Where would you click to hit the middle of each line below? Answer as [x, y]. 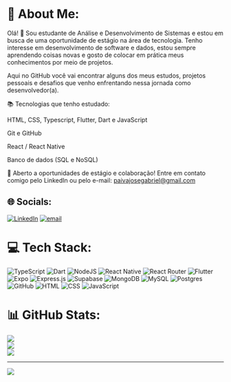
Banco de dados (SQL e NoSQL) [53, 159]
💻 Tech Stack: [49, 247]
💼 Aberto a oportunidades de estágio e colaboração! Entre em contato [107, 173]
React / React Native [36, 146]
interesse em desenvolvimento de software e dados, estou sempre [101, 47]
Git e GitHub [25, 133]
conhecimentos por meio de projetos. [60, 62]
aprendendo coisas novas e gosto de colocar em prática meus [96, 55]
